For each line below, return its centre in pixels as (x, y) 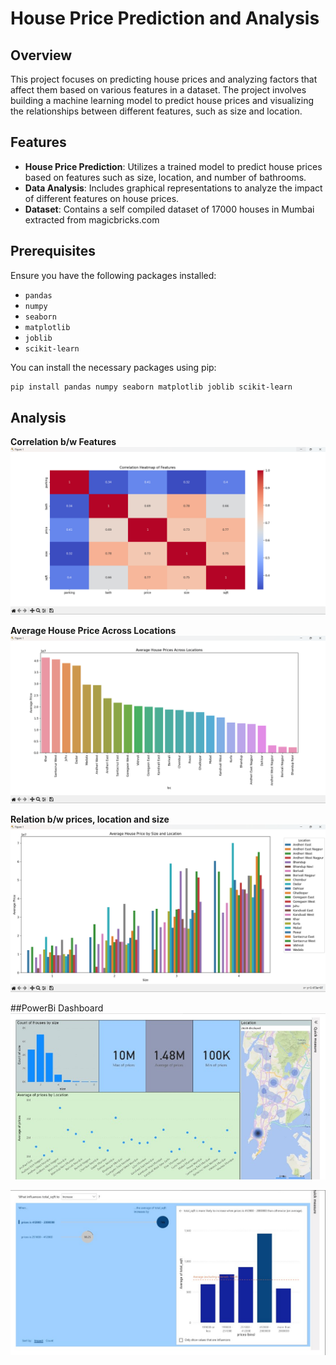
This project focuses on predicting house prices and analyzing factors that (164, 79)
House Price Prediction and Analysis (165, 18)
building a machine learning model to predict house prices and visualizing (162, 100)
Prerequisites (53, 251)
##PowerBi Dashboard (57, 1008)
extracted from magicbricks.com (92, 219)
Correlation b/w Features (63, 442)
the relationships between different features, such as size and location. (156, 111)
